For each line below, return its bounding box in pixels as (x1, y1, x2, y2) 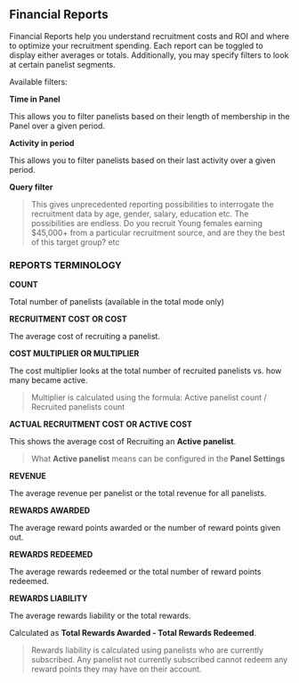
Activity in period (9, 137, 75, 148)
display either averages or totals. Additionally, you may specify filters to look (9, 49, 289, 61)
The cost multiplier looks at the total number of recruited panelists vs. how (9, 365, 282, 377)
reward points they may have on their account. (30, 663, 202, 675)
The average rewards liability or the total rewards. (9, 610, 191, 622)
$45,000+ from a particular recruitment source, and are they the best (30, 227, 286, 238)
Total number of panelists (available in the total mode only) (9, 297, 225, 307)
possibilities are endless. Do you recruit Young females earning (30, 217, 263, 228)
